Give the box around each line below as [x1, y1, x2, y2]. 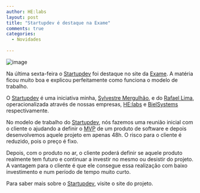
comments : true [6, 25, 44, 32]
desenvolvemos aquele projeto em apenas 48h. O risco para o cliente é [6, 131, 182, 138]
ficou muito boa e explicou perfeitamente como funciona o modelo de [6, 76, 178, 84]
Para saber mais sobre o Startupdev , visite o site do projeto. [6, 180, 153, 187]
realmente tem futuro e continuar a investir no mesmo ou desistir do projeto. [6, 155, 194, 163]
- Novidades [11, 36, 42, 42]
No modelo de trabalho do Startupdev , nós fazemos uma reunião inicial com [6, 118, 193, 125]
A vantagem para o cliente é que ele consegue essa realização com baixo [6, 162, 188, 169]
